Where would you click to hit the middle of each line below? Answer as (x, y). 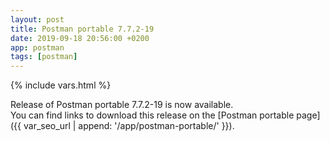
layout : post (37, 19)
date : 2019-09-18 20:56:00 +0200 (80, 38)
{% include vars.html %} (61, 85)
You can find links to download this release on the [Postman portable (152, 115)
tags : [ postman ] (44, 57)
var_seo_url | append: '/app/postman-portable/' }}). (129, 126)
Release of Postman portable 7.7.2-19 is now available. (122, 105)
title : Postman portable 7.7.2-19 (82, 29)
